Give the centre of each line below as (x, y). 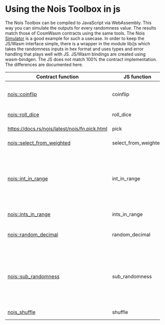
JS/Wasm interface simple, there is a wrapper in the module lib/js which (78, 43)
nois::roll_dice (23, 114)
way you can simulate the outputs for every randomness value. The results (81, 28)
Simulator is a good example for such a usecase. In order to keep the (75, 38)
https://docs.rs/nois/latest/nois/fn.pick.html (57, 129)
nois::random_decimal (33, 234)
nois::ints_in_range (29, 214)
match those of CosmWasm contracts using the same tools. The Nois (75, 33)
